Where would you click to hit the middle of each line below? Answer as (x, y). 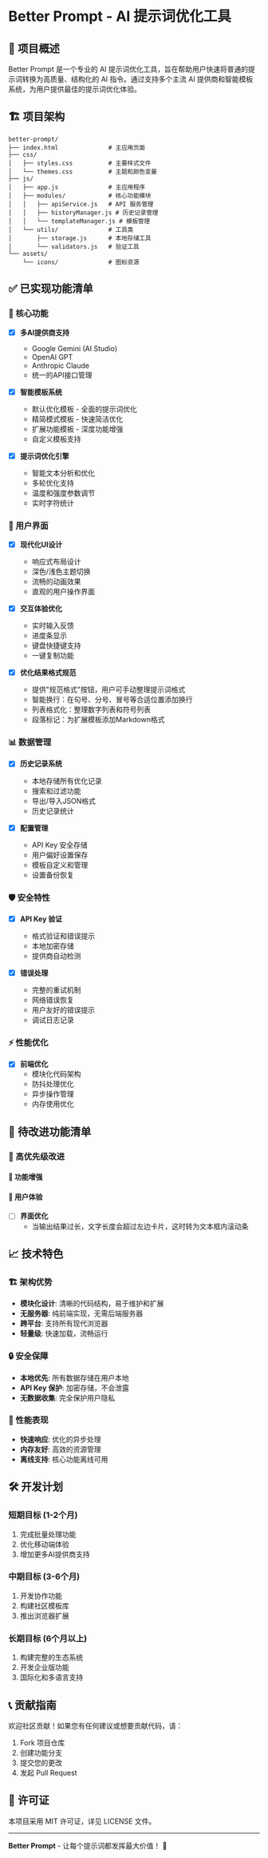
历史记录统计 (53, 811)
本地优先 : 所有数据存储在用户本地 (74, 1377)
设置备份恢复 (53, 875)
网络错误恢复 (53, 1000)
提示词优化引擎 (44, 456)
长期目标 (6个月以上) (48, 1638)
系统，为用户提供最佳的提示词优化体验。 (75, 89)
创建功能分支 (41, 1752)
